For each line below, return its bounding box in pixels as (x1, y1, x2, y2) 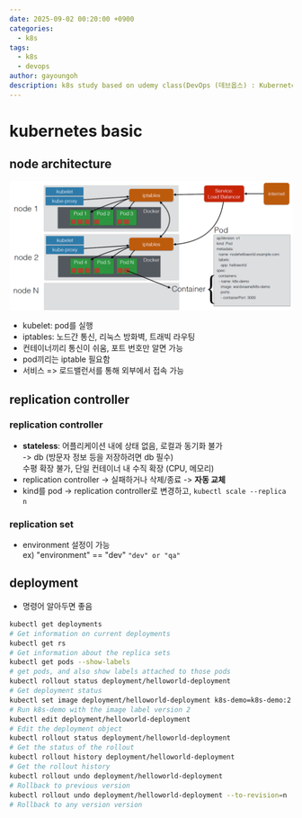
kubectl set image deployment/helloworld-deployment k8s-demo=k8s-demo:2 (9, 696, 292, 705)
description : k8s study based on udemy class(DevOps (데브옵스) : (9, 81, 256, 90)
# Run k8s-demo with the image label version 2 (9, 705, 191, 715)
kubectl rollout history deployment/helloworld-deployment (9, 752, 235, 762)
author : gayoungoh (9, 72, 78, 81)
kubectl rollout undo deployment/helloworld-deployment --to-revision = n (9, 790, 288, 800)
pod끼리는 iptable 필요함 (22, 354, 111, 364)
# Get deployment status (9, 687, 102, 696)
